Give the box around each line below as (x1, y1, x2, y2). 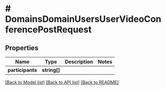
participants (7, 67, 37, 73)
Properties (5, 44, 39, 52)
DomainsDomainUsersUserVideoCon (5, 13, 162, 25)
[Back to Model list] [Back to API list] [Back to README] (5, 80, 119, 85)
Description (64, 58, 93, 65)
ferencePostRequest (5, 24, 92, 35)
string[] (42, 67, 60, 73)
